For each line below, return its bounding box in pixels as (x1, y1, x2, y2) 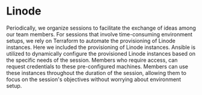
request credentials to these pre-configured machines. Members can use (6, 62, 189, 70)
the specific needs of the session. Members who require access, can (6, 56, 178, 64)
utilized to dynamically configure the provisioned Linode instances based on (6, 50, 196, 57)
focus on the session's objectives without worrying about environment (6, 76, 181, 83)
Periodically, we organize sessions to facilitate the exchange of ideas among (6, 24, 196, 31)
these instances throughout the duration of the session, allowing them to (6, 69, 187, 76)
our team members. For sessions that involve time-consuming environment (6, 30, 193, 38)
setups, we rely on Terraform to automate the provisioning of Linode (6, 37, 176, 44)
